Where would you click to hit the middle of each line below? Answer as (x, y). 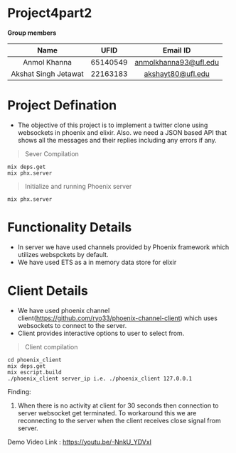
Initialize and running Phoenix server (78, 186)
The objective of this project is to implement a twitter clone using (113, 125)
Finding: (19, 391)
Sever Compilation (52, 153)
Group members (32, 33)
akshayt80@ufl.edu (177, 74)
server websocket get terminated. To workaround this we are (107, 413)
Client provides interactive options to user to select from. (101, 333)
